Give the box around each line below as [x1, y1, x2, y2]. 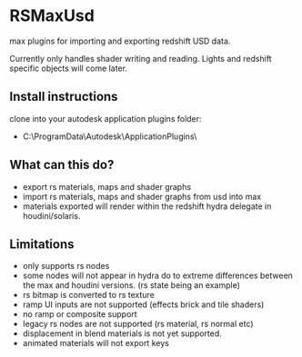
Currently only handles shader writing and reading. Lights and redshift [9, 53, 272, 64]
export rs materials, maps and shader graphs [22, 181, 192, 192]
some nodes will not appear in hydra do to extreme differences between [22, 270, 294, 282]
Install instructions [9, 89, 118, 104]
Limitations [9, 236, 75, 252]
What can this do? [9, 157, 115, 173]
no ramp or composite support [22, 309, 138, 320]
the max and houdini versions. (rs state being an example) [22, 280, 241, 291]
